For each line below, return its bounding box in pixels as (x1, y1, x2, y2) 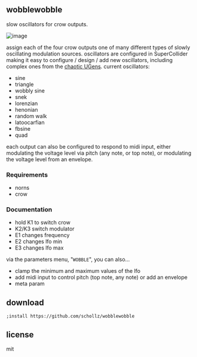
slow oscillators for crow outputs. (6, 20, 88, 27)
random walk (14, 112, 47, 119)
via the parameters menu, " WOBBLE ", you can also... (6, 256, 130, 263)
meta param (14, 280, 45, 287)
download (6, 297, 44, 307)
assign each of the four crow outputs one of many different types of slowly (6, 44, 190, 51)
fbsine (14, 125, 31, 132)
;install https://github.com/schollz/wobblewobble (6, 313, 135, 319)
